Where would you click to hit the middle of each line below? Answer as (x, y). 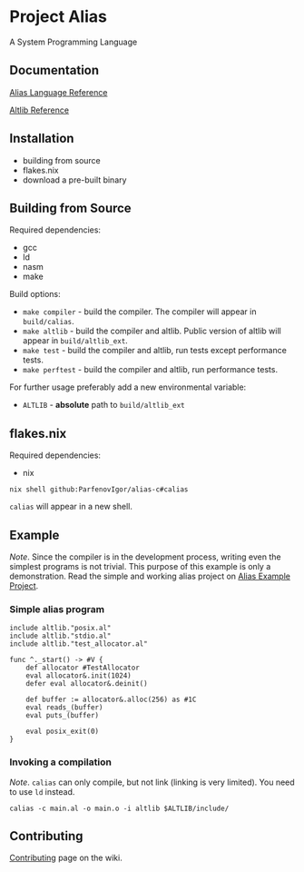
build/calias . (48, 322)
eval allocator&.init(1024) (78, 676)
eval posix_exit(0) (63, 732)
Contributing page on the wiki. (66, 858)
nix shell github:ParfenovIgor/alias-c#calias (99, 490)
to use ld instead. (42, 791)
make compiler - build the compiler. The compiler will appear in (139, 312)
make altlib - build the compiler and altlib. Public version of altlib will (152, 331)
